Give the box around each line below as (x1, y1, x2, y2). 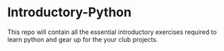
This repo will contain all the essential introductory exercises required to (7, 28, 217, 36)
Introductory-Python (7, 4, 132, 21)
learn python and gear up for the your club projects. (7, 35, 158, 43)
